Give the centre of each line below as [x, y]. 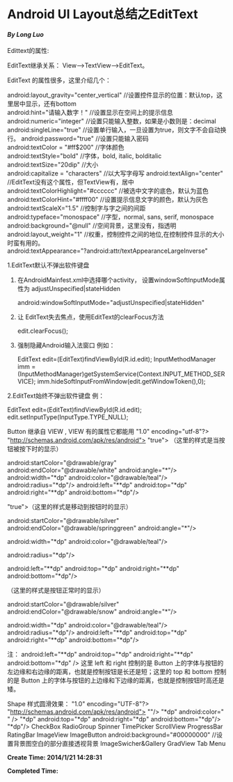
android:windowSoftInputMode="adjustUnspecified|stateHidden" [111, 303]
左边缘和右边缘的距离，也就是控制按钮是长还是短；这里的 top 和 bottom [110, 672]
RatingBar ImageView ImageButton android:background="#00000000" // [112, 735]
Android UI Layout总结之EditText [103, 14]
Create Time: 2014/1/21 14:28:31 [55, 758]
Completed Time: [33, 771]
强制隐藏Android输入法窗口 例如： [66, 345]
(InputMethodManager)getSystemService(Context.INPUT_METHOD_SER [121, 374]
